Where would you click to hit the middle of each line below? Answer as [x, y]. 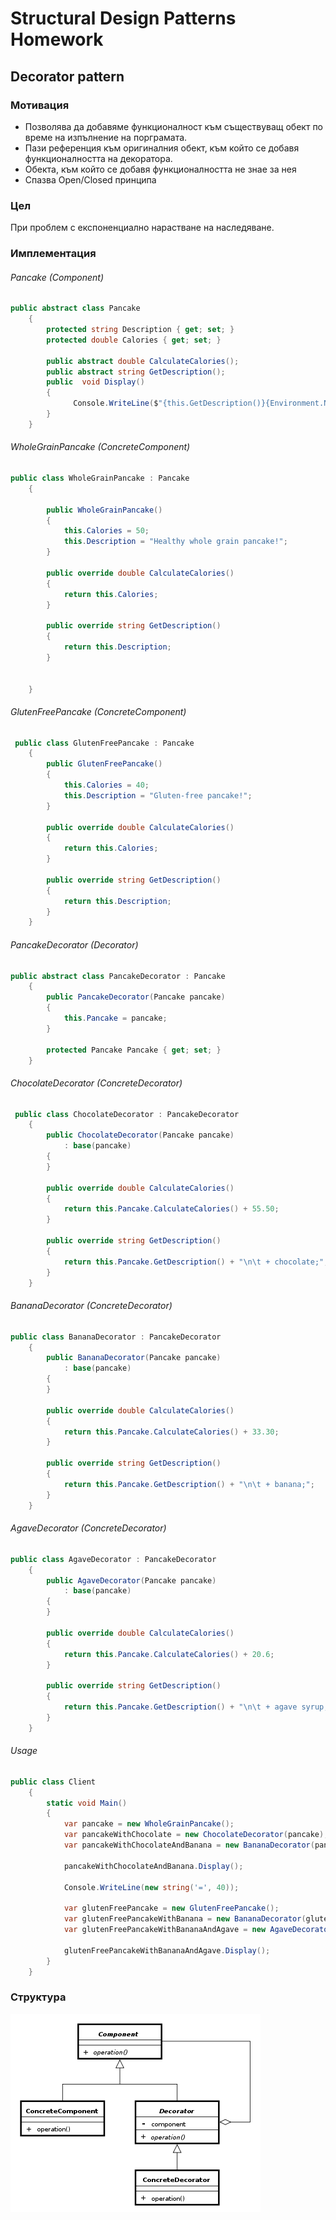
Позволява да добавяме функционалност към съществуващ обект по [174, 126]
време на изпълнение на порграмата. [106, 137]
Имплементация [53, 254]
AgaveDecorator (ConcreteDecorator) [88, 1528]
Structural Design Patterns [123, 18]
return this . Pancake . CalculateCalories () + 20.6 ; [169, 1654]
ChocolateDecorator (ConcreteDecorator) [96, 1083]
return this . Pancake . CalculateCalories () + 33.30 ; [171, 1432]
